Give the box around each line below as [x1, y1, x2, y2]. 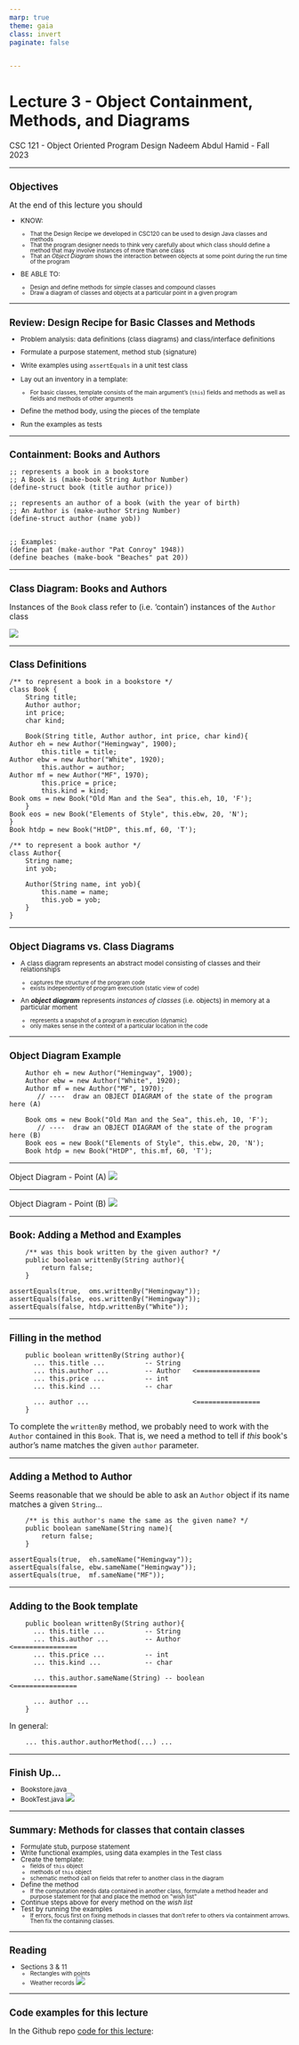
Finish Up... [9, 1767, 61, 1780]
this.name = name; [41, 888, 109, 897]
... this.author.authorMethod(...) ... [25, 1738, 174, 1747]
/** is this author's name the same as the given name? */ [25, 1516, 249, 1526]
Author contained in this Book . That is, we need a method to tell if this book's [9, 1430, 287, 1441]
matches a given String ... [9, 1499, 103, 1510]
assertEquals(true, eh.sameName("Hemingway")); [9, 1555, 193, 1564]
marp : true [9, 12, 50, 22]
